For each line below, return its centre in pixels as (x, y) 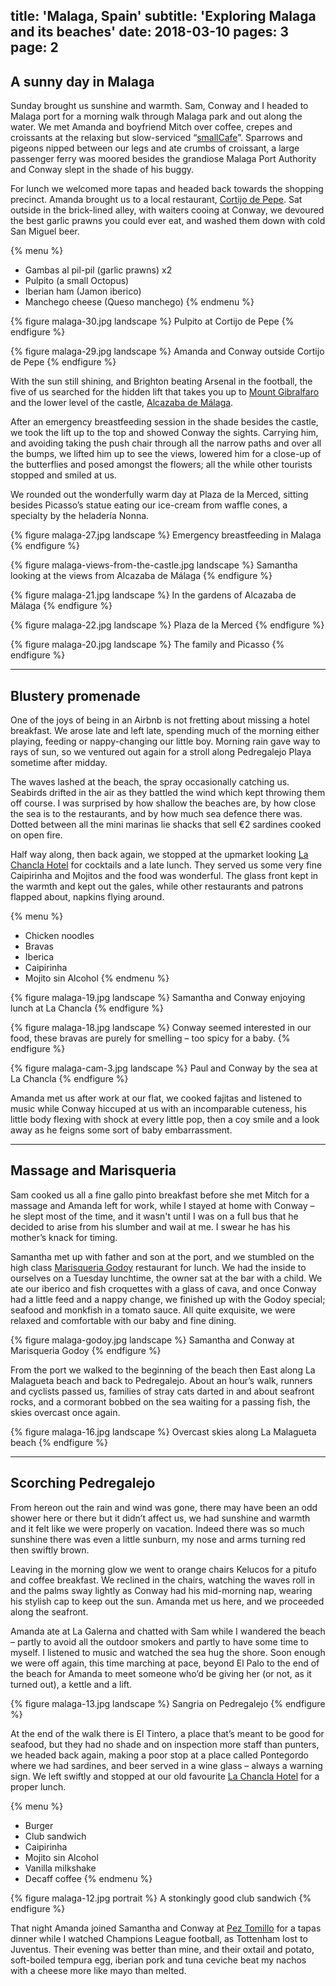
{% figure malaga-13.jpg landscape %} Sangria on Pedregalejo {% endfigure (168, 1703)
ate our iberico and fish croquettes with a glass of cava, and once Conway (163, 1288)
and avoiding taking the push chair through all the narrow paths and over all (166, 443)
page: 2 (34, 47)
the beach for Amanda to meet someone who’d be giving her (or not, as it (161, 1673)
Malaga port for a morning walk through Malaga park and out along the (156, 116)
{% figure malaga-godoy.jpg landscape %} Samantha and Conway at (152, 1340)
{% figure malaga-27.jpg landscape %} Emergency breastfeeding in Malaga (166, 535)
